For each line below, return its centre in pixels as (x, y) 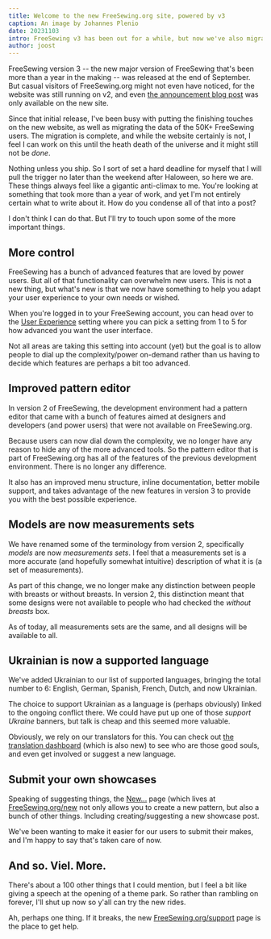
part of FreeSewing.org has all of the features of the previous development (132, 457)
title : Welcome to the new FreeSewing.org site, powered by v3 (117, 16)
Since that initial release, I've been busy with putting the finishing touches (131, 119)
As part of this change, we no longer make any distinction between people (132, 585)
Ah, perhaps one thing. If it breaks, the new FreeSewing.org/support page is (135, 918)
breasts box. (29, 611)
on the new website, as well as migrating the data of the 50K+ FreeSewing (131, 127)
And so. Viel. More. (57, 865)
